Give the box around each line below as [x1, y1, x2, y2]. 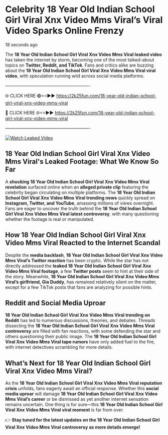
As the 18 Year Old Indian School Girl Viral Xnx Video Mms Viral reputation [5, 380, 162, 386]
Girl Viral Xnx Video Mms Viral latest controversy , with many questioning [5, 211, 159, 217]
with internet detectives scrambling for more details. [5, 344, 113, 350]
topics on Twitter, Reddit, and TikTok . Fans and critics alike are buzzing [5, 62, 154, 68]
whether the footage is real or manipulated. [5, 216, 94, 222]
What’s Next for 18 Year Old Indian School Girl [5, 359, 151, 367]
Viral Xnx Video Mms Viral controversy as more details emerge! [5, 424, 140, 430]
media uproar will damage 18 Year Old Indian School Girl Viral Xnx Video [5, 391, 158, 397]
